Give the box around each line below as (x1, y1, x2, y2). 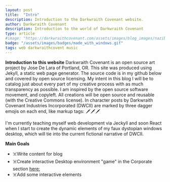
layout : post (5, 7, 33, 13)
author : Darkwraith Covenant (5, 21, 67, 27)
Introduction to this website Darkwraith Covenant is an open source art (5, 59, 155, 65)
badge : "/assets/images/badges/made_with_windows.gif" (5, 41, 123, 46)
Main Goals (5, 140, 29, 146)
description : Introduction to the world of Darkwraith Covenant (5, 26, 144, 32)
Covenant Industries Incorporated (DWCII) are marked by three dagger (5, 102, 153, 108)
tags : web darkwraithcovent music (5, 45, 78, 50)
